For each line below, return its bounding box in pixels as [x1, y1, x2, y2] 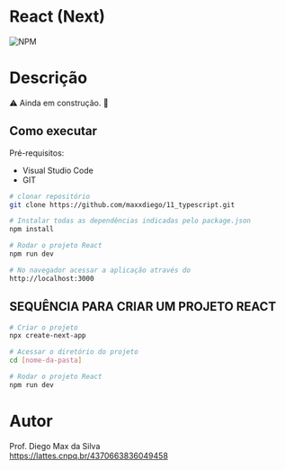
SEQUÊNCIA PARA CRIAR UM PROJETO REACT [9, 299, 277, 314]
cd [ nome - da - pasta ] [9, 356, 83, 366]
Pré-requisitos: [9, 147, 65, 158]
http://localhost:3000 [9, 274, 94, 283]
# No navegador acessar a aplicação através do [9, 266, 191, 275]
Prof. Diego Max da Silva [9, 440, 101, 451]
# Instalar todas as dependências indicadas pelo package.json [9, 216, 252, 226]
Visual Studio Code [22, 165, 94, 176]
